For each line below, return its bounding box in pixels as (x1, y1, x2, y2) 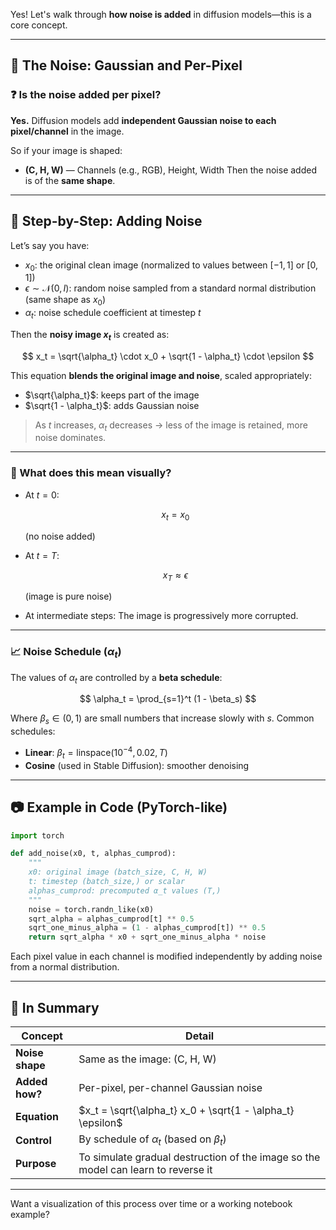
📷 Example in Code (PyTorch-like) (10, 799, 228, 816)
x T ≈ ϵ (162, 569, 188, 583)
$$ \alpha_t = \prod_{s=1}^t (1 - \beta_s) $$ (79, 693, 257, 705)
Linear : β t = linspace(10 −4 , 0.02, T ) (24, 745, 168, 761)
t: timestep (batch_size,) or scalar (28, 877, 186, 887)
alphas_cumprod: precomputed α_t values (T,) (28, 885, 222, 896)
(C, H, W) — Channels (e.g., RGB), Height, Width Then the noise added (24, 164, 317, 176)
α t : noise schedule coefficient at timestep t (24, 307, 202, 321)
